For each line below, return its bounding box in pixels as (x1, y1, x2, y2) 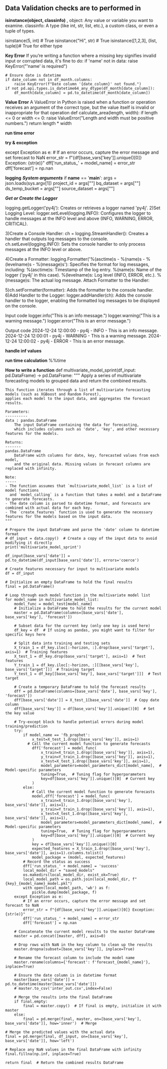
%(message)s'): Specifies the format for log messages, (35, 261, 150, 267)
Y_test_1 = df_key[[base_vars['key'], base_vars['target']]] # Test (14, 671, 162, 676)
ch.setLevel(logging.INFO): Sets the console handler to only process (5, 241, 146, 247)
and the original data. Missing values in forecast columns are (14, 461, 151, 466)
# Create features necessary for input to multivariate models (5, 566, 140, 571)
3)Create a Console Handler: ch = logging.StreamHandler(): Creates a (5, 230, 149, 236)
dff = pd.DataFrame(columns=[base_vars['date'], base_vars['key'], (14, 689, 157, 694)
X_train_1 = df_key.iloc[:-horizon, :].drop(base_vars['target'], (14, 645, 155, 650)
